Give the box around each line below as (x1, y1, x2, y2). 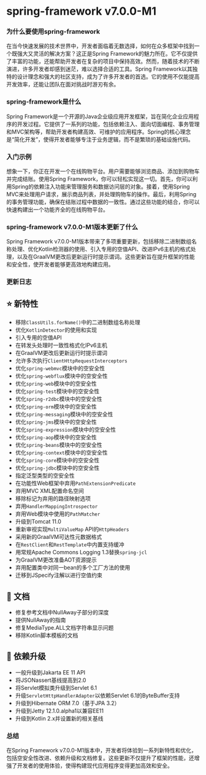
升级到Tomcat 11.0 (15, 518, 61, 525)
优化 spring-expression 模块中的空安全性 (15, 426, 116, 433)
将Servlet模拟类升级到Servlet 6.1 (15, 684, 97, 691)
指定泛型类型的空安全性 (15, 472, 75, 479)
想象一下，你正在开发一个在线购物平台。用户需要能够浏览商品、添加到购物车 (6, 167, 200, 175)
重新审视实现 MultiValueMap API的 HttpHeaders (15, 525, 129, 533)
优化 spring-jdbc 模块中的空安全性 (15, 464, 100, 471)
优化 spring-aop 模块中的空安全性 (15, 433, 97, 441)
